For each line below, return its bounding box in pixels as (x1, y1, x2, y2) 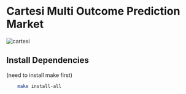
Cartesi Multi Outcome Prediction (6, 4, 180, 18)
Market (6, 17, 44, 31)
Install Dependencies (6, 55, 89, 65)
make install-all (17, 83, 62, 89)
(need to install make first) (6, 71, 72, 79)
